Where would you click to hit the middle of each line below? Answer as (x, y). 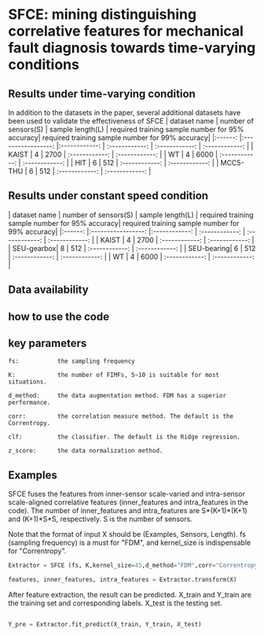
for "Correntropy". (37, 551)
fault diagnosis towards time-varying (132, 48)
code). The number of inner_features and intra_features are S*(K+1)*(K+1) (128, 511)
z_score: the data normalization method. (86, 451)
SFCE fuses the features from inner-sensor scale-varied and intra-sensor (127, 494)
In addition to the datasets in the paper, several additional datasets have (125, 113)
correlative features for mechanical (126, 31)
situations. (27, 382)
